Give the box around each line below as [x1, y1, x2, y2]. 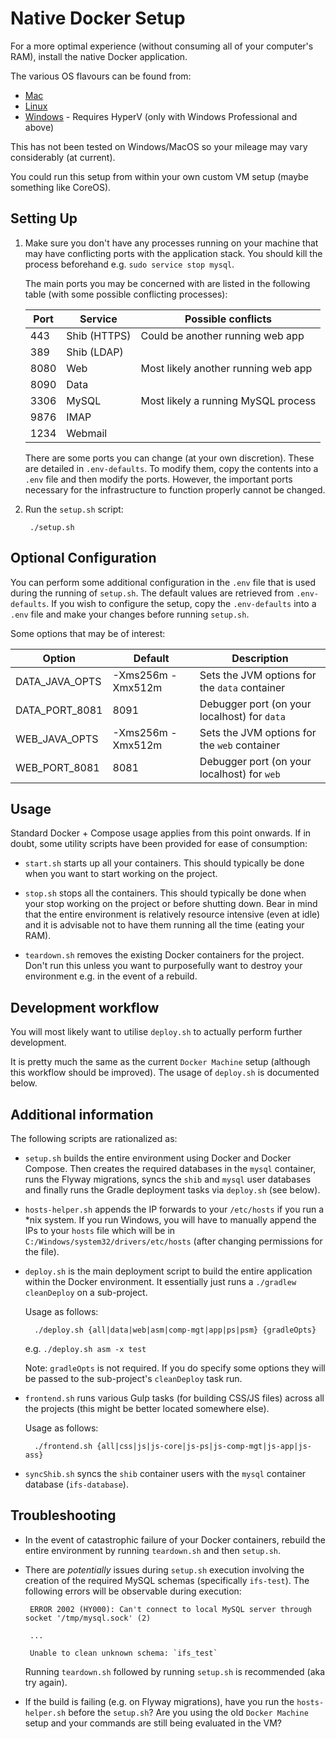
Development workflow [10, 999, 160, 1016]
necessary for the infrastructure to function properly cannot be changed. [24, 483, 326, 496]
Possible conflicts [184, 312, 272, 326]
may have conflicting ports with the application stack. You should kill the [24, 247, 323, 259]
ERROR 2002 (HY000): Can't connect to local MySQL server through [29, 1604, 312, 1614]
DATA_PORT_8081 [15, 703, 103, 717]
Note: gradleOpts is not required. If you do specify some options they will [24, 1362, 326, 1374]
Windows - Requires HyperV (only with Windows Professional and [24, 110, 298, 122]
